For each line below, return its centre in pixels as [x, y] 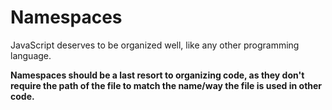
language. [31, 55]
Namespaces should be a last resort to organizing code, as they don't [157, 75]
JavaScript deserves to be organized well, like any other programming [155, 45]
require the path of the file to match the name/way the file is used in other [166, 85]
